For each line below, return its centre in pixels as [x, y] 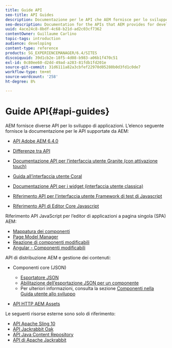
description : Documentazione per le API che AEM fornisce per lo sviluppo [87, 19]
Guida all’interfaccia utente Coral [47, 176]
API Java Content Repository [43, 334]
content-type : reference [32, 48]
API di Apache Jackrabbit [39, 340]
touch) [20, 166]
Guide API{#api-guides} [58, 111]
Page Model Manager [36, 237]
